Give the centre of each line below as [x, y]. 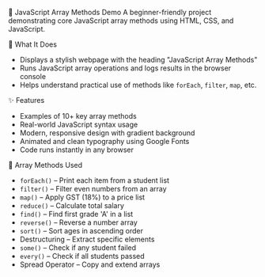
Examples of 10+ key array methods [78, 116]
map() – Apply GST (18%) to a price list [82, 197]
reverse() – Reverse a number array [79, 222]
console [32, 76]
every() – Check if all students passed [82, 256]
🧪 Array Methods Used [45, 165]
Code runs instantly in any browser [77, 150]
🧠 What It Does [33, 44]
